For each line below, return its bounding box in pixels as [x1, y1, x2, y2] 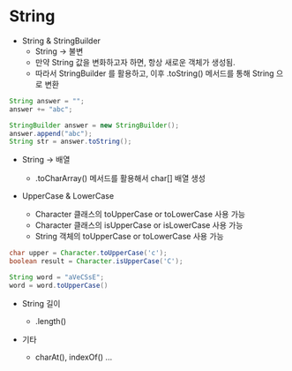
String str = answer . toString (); [9, 137, 132, 147]
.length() [34, 315, 67, 326]
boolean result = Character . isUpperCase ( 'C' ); [9, 257, 183, 266]
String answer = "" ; [9, 96, 86, 105]
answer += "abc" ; [9, 104, 73, 114]
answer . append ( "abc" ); [9, 129, 93, 138]
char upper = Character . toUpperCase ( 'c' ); [9, 249, 168, 258]
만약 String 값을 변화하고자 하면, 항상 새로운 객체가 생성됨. [34, 57, 236, 67]
